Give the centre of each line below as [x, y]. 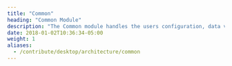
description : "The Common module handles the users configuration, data [114, 26]
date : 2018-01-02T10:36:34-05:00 [55, 33]
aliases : [20, 45]
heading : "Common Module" [44, 20]
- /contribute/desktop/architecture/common [77, 52]
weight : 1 [21, 39]
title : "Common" [30, 13]
